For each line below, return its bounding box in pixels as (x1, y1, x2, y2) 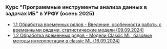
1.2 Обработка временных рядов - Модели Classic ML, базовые (12, 32, 152, 39)
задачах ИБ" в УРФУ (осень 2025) (5, 10, 95, 17)
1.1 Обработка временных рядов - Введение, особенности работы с (12, 21, 162, 28)
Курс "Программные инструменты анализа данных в (5, 4, 148, 11)
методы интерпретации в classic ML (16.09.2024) (12, 38, 120, 44)
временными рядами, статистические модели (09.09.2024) (12, 27, 144, 33)
